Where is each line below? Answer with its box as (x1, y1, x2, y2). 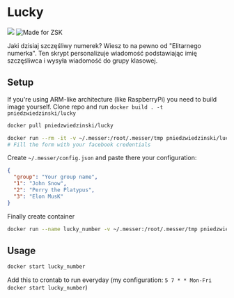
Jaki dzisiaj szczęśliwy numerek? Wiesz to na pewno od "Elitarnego (7, 41, 202, 49)
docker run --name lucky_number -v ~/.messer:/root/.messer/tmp (7, 226, 198, 233)
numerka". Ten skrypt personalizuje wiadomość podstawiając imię (7, 49, 197, 57)
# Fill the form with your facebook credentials (7, 141, 151, 148)
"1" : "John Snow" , (13, 180, 68, 187)
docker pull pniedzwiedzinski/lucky (7, 122, 114, 129)
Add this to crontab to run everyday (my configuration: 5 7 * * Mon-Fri (7, 276, 212, 284)
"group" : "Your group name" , (13, 173, 98, 181)
